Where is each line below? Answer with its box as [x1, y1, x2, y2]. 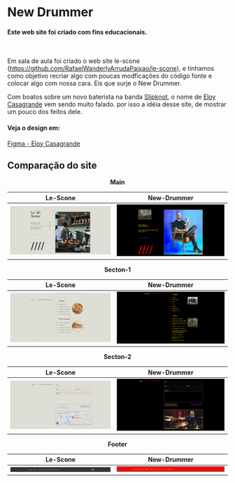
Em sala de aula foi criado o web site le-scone [7, 57, 140, 65]
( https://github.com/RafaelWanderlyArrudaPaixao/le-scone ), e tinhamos [7, 64, 215, 73]
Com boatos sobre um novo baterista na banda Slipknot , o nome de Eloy [7, 92, 216, 101]
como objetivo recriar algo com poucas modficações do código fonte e [7, 71, 212, 80]
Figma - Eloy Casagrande [7, 139, 80, 148]
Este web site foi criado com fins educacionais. [7, 27, 148, 36]
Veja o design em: [7, 123, 61, 132]
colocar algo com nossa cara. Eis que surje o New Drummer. [7, 79, 182, 87]
